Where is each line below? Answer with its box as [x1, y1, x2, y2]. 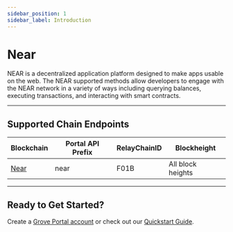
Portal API [65, 139, 99, 149]
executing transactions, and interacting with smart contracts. [7, 92, 181, 100]
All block [169, 159, 197, 169]
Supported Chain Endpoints [7, 118, 130, 130]
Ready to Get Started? [7, 199, 105, 210]
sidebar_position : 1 [7, 10, 67, 17]
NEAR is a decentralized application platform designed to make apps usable [7, 69, 224, 78]
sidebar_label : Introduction [7, 17, 92, 24]
